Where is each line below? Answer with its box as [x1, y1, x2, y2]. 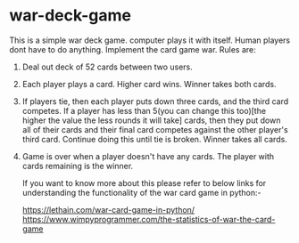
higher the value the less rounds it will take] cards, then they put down [21, 115, 281, 126]
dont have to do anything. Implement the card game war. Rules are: [9, 44, 256, 54]
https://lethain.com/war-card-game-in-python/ [21, 204, 195, 215]
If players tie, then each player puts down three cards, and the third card [21, 95, 289, 107]
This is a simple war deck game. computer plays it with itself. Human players [9, 35, 291, 45]
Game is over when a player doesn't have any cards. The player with [21, 150, 275, 161]
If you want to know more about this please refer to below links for [21, 177, 267, 188]
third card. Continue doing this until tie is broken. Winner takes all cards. [21, 134, 287, 144]
